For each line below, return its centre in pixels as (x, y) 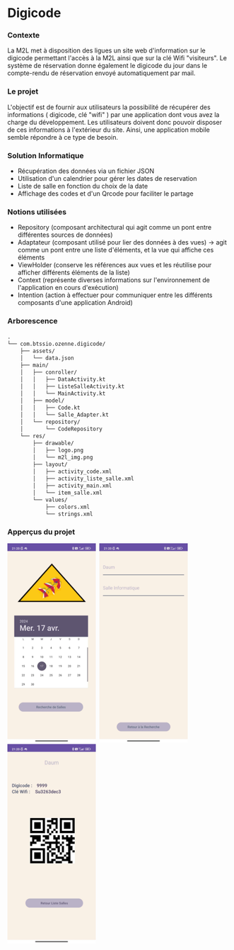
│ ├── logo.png (58, 450)
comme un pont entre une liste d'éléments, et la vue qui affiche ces (116, 250)
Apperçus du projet (41, 532)
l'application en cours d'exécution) (68, 288)
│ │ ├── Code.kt (50, 408)
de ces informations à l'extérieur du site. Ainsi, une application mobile (109, 130)
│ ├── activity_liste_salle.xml (83, 479)
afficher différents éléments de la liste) (74, 273)
